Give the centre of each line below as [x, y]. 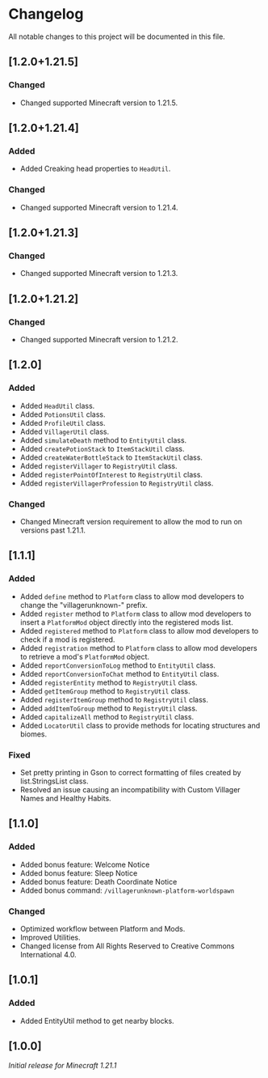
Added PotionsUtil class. [63, 414]
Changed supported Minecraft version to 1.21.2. [99, 339]
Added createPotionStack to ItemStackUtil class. [102, 448]
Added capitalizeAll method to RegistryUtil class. [107, 716]
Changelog [46, 14]
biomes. [33, 734]
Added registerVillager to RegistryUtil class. [98, 465]
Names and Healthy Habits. [65, 798]
